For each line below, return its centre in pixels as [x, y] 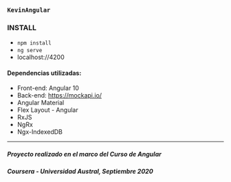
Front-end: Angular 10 [48, 88]
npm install [34, 43]
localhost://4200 [41, 57]
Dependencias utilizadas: [44, 73]
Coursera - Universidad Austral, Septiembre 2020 [80, 172]
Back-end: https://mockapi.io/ [59, 95]
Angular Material [41, 103]
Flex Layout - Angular [47, 110]
